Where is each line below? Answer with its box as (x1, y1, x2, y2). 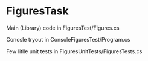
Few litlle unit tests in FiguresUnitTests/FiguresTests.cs (6, 47, 143, 55)
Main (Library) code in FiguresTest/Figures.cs (6, 24, 120, 31)
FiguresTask (6, 4, 69, 18)
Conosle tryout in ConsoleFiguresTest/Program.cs (6, 36, 130, 43)
